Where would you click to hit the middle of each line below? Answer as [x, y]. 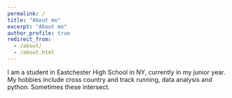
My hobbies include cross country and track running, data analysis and [110, 79]
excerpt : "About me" [37, 26]
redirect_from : [29, 40]
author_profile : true [39, 33]
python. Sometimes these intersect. [59, 87]
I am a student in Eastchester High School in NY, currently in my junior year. [116, 72]
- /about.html [34, 53]
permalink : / [26, 14]
